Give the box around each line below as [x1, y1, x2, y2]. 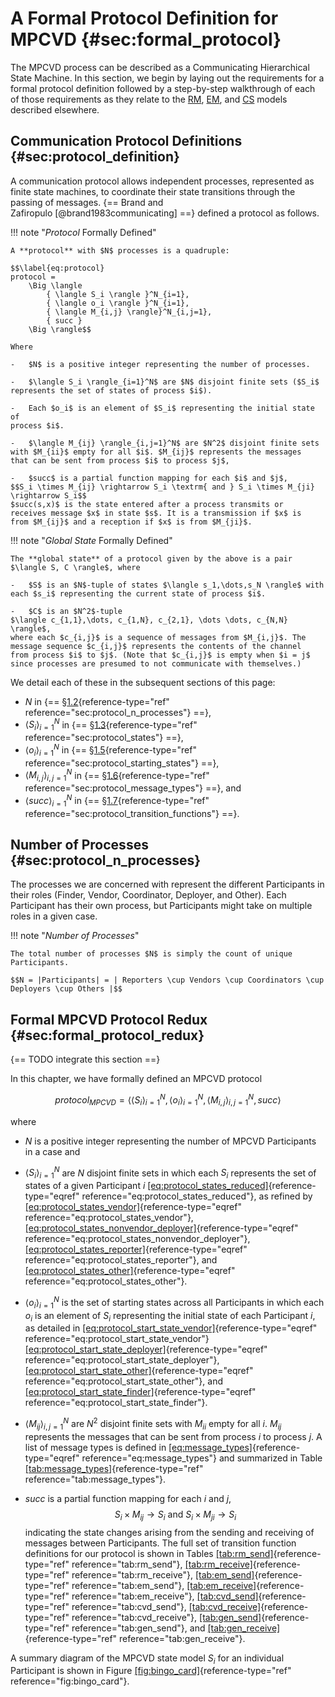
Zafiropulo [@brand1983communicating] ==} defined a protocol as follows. [10, 207, 320, 219]
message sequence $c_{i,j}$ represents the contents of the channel [10, 641, 302, 651]
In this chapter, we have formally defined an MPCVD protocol [10, 1073, 263, 1085]
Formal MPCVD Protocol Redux [10, 1011, 208, 1028]
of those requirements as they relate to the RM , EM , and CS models [10, 93, 288, 105]
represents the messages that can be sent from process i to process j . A [24, 1430, 323, 1442]
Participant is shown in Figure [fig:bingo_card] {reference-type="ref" [10, 1665, 292, 1677]
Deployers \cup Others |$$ [10, 984, 123, 994]
